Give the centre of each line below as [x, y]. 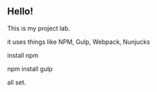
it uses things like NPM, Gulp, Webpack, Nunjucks [79, 42]
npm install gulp [30, 68]
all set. [17, 82]
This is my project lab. [39, 28]
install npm [23, 55]
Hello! [20, 11]
